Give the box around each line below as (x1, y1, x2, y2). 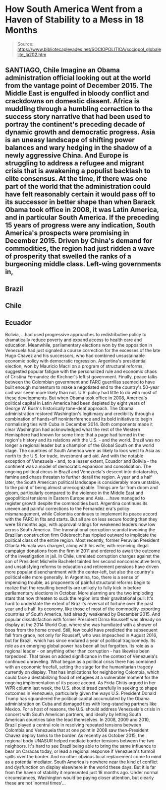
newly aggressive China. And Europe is (5, 151, 129, 160)
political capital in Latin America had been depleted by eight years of (5, 400, 145, 406)
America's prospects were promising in (5, 229, 130, 237)
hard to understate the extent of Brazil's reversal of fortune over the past (5, 600, 154, 606)
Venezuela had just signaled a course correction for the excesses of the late (5, 347, 161, 353)
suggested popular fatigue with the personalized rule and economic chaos (5, 368, 157, 374)
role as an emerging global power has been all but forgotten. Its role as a (5, 643, 153, 648)
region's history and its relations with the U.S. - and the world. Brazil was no (5, 437, 160, 443)
